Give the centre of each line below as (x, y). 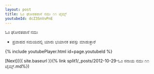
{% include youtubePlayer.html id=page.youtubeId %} (59, 52)
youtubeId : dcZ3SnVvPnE (29, 18)
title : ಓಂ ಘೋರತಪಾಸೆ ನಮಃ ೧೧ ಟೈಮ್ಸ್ (36, 14)
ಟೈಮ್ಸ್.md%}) (17, 66)
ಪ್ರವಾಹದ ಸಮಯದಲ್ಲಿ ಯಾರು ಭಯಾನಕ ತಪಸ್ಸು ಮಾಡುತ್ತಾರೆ (54, 42)
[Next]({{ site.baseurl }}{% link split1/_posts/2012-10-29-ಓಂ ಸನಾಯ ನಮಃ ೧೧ (77, 61)
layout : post (18, 9)
